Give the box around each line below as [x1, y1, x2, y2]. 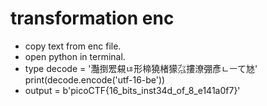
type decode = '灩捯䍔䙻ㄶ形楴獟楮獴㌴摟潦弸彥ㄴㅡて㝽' [24, 62, 258, 74]
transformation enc [10, 7, 175, 30]
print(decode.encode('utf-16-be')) [24, 73, 166, 86]
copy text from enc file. [24, 40, 122, 52]
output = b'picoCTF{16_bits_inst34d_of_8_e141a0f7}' [24, 84, 241, 96]
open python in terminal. [24, 50, 126, 62]
